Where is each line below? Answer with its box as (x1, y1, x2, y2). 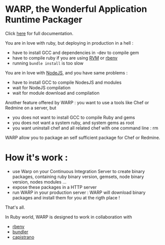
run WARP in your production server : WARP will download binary (12, 189, 146, 195)
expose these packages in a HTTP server (12, 184, 97, 190)
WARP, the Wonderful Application (5, 3, 147, 15)
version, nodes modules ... (12, 179, 67, 184)
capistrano (12, 234, 35, 240)
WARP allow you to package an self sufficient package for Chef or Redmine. (5, 134, 161, 140)
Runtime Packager (5, 14, 83, 25)
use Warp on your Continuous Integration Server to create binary (12, 168, 145, 174)
